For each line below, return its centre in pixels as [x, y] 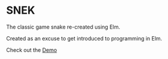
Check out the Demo [32, 50]
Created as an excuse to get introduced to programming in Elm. [84, 38]
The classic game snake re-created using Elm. [63, 27]
